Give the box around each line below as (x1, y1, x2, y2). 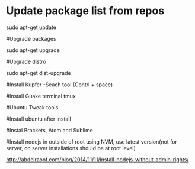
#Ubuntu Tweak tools (6, 103, 59, 110)
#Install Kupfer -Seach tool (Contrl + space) (6, 81, 113, 88)
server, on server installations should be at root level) (6, 144, 136, 151)
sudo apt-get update (6, 24, 56, 31)
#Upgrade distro (6, 58, 46, 65)
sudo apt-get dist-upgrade (6, 69, 71, 76)
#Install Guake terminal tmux (6, 92, 76, 99)
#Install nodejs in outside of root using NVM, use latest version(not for (6, 138, 178, 145)
